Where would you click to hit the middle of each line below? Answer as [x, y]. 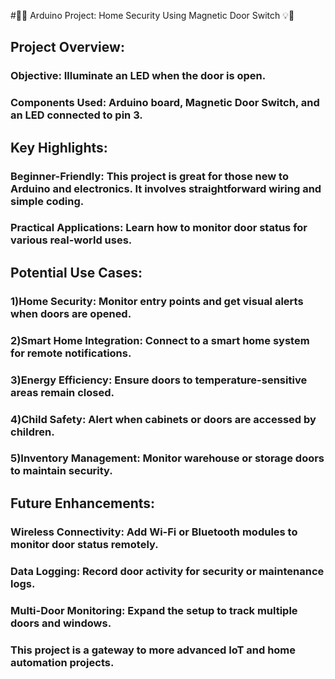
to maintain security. [61, 471]
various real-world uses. [71, 240]
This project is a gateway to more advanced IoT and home [153, 650]
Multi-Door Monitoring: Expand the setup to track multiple [154, 610]
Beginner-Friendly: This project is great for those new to [149, 176]
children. [32, 432]
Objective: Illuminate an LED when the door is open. [138, 76]
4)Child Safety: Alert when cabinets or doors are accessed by [163, 419]
